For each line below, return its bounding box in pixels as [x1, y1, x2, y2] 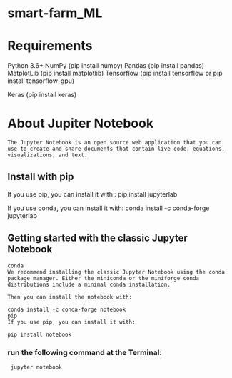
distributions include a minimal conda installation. [7, 281, 171, 288]
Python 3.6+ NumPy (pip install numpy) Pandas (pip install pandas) [7, 61, 205, 70]
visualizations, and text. [7, 151, 88, 159]
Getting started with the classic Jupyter [7, 232, 188, 244]
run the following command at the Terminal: [7, 347, 163, 357]
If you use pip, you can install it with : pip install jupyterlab [7, 189, 178, 198]
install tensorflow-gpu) [7, 76, 75, 85]
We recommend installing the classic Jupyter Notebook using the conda [7, 268, 225, 276]
